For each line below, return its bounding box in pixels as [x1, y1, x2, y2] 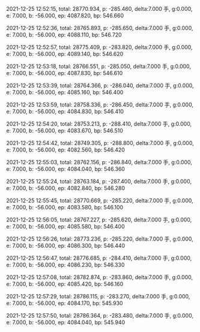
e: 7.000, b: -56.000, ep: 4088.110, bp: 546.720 [6, 31, 122, 38]
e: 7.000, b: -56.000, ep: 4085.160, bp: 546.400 [6, 89, 124, 96]
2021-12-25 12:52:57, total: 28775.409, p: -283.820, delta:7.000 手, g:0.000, [6, 44, 193, 51]
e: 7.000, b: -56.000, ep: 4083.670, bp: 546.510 [6, 127, 123, 134]
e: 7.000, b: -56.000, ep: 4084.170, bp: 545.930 [6, 300, 123, 307]
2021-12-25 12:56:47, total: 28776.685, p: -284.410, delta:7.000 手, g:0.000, [6, 254, 192, 262]
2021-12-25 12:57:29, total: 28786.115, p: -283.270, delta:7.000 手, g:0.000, [6, 293, 190, 300]
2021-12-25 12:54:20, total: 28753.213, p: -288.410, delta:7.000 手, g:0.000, [6, 120, 192, 128]
